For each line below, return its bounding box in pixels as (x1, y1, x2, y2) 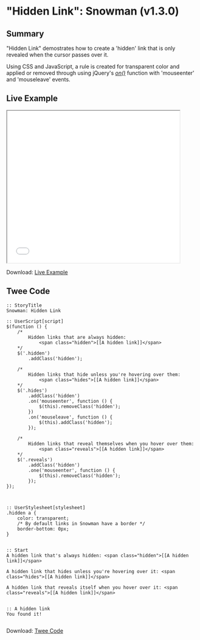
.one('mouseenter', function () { (28, 467, 116, 473)
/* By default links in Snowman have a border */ (17, 520, 146, 527)
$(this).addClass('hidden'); (38, 419, 113, 425)
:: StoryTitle (6, 302, 43, 308)
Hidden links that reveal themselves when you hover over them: (28, 440, 195, 447)
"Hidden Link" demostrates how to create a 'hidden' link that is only (6, 44, 176, 52)
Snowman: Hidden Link (6, 307, 61, 314)
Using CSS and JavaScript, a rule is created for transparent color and (6, 63, 180, 70)
